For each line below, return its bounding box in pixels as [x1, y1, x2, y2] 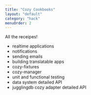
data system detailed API [12, 79, 62, 85]
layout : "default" [5, 12, 42, 16]
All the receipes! [5, 34, 38, 40]
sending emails [12, 54, 43, 60]
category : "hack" [5, 16, 40, 21]
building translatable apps [12, 59, 64, 64]
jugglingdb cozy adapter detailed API [12, 84, 87, 90]
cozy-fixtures [12, 64, 39, 70]
